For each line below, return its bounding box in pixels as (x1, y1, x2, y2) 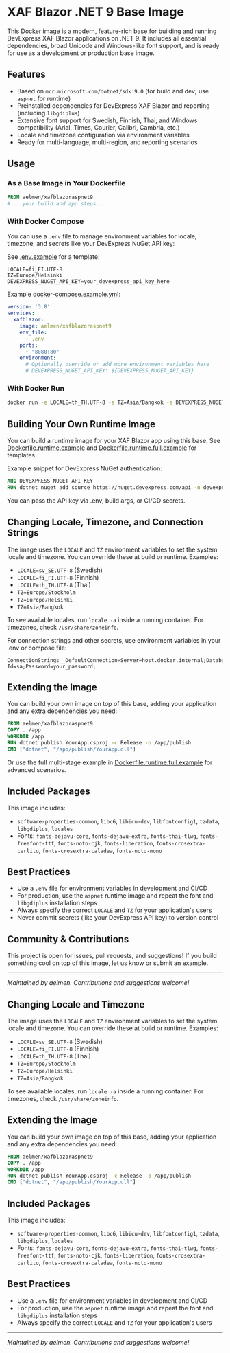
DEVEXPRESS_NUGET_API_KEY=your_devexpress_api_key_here (7, 278, 170, 285)
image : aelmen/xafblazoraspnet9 (19, 323, 112, 330)
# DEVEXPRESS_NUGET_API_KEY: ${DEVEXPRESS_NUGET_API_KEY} (25, 367, 194, 374)
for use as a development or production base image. (7, 49, 155, 57)
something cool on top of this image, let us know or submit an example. (7, 959, 209, 967)
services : (7, 310, 36, 317)
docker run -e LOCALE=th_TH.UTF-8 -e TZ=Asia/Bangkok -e (7, 399, 173, 406)
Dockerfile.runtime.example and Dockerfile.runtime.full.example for (7, 444, 197, 452)
